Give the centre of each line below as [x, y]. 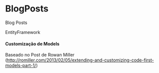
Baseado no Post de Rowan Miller [40, 55]
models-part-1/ [21, 65]
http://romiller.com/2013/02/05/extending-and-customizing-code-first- [80, 60]
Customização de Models [32, 43]
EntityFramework [23, 32]
